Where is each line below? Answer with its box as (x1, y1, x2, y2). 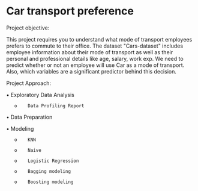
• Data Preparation (6, 113, 53, 121)
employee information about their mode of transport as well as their (6, 48, 173, 55)
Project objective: (6, 24, 50, 31)
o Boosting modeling (14, 179, 74, 185)
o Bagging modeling (14, 168, 71, 174)
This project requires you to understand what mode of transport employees (6, 36, 193, 43)
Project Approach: (6, 80, 51, 87)
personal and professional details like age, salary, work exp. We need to (6, 55, 184, 62)
